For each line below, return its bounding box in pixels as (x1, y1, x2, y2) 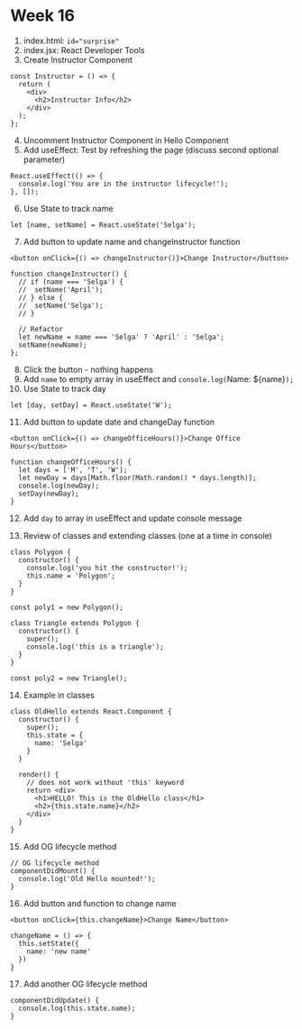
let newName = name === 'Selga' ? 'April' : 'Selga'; (18, 332, 224, 341)
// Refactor (18, 324, 64, 333)
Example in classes (23, 689, 96, 700)
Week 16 (10, 5, 76, 26)
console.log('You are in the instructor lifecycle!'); (18, 179, 229, 188)
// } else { (18, 293, 64, 302)
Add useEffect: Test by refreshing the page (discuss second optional (23, 144, 279, 155)
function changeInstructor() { (10, 269, 128, 278)
